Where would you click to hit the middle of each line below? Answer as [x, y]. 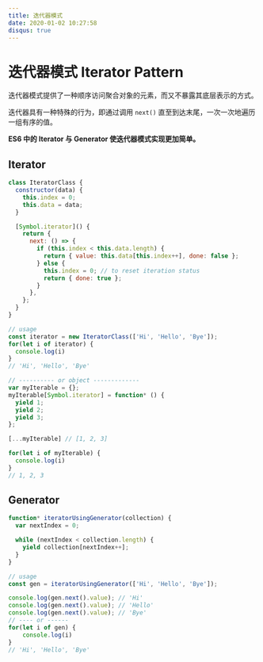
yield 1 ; [30, 402]
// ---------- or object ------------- [74, 381]
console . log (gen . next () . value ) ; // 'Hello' [81, 606]
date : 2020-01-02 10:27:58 [53, 23]
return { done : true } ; [83, 278]
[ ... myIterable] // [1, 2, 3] [58, 439]
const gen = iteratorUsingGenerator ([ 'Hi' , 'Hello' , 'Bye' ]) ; [113, 584]
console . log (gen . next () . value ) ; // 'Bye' [78, 613]
